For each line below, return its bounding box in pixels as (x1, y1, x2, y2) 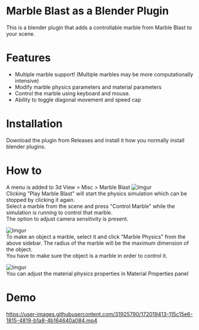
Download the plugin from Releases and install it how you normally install (6, 136, 185, 144)
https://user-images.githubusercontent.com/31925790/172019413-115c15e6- (6, 310, 193, 317)
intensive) (14, 77, 39, 84)
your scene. (6, 30, 36, 37)
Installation (6, 117, 63, 130)
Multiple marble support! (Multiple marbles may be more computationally (14, 70, 194, 78)
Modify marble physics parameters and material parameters (14, 83, 162, 91)
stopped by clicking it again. (6, 196, 75, 203)
